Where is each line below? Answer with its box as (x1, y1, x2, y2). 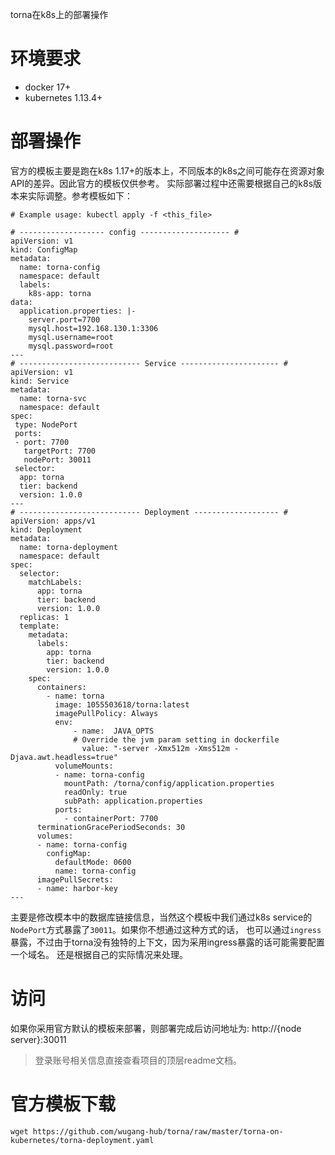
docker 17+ (24, 81, 72, 93)
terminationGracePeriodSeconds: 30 (36, 822, 186, 832)
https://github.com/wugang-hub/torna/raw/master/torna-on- (32, 1126, 284, 1137)
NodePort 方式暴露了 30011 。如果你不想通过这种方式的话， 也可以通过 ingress (10, 923, 322, 935)
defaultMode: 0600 (54, 857, 132, 867)
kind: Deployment (10, 524, 83, 535)
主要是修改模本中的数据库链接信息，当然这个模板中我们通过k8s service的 (10, 911, 313, 923)
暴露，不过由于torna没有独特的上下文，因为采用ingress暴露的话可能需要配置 (10, 936, 325, 948)
